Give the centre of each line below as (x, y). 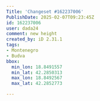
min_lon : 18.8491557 (37, 67)
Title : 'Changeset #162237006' (45, 12)
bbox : (13, 61)
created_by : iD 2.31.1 (34, 39)
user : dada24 (22, 28)
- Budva (16, 56)
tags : (13, 45)
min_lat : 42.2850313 (37, 72)
